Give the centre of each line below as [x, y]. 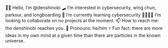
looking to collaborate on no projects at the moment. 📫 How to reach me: [82, 20]
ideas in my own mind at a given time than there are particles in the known [83, 35]
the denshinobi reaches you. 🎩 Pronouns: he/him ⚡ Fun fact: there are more [84, 28]
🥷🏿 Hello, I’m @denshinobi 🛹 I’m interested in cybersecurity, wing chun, [81, 8]
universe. [15, 41]
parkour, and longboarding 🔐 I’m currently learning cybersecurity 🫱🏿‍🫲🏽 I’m [83, 15]
